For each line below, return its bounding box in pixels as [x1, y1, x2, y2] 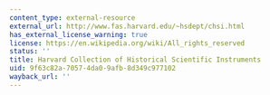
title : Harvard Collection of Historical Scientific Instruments [9, 55, 261, 64]
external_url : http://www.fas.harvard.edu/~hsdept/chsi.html [9, 22, 246, 31]
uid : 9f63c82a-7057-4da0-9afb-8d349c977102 [9, 64, 177, 73]
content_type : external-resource [9, 13, 136, 23]
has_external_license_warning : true [9, 30, 148, 39]
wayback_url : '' [9, 72, 71, 81]
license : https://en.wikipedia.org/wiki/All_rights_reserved [9, 38, 246, 48]
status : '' [9, 47, 51, 56]
